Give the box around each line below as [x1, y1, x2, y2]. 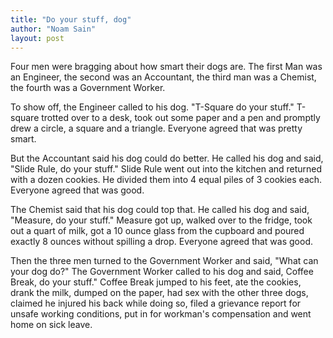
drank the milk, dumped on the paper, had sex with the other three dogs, [10, 287, 309, 299]
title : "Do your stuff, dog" [10, 14, 132, 25]
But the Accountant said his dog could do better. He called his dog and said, [10, 152, 324, 165]
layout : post [10, 33, 65, 43]
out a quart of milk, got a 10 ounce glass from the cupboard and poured [10, 225, 305, 237]
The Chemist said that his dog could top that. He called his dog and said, [10, 204, 310, 216]
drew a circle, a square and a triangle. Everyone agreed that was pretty [10, 122, 303, 135]
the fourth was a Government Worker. [10, 82, 166, 94]
